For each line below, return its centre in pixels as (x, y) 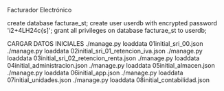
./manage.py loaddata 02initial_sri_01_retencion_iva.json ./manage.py (105, 51)
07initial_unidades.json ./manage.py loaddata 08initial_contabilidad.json (109, 80)
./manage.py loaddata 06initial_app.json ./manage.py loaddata (95, 73)
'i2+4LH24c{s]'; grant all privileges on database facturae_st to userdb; (107, 30)
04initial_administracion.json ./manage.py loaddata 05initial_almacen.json (111, 65)
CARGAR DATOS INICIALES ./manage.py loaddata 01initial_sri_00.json (105, 43)
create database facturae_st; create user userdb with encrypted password (112, 23)
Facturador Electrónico (40, 10)
